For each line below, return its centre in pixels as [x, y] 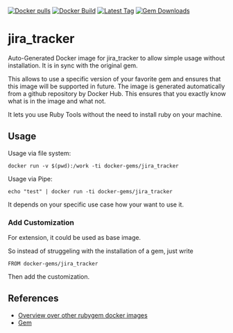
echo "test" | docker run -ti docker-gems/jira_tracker [90, 191]
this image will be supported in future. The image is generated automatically [116, 86]
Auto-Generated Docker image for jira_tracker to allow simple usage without [116, 58]
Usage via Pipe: [30, 179]
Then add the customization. [49, 277]
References [33, 299]
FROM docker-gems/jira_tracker [53, 264]
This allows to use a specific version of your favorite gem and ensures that [114, 79]
